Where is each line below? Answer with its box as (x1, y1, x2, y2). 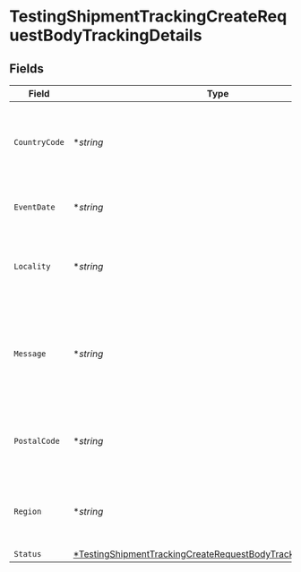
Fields (9, 61, 45, 76)
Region (13, 507, 42, 517)
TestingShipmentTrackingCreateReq (9, 6, 288, 27)
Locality (13, 261, 51, 271)
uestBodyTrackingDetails (9, 25, 202, 46)
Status (13, 549, 42, 559)
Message (13, 349, 47, 359)
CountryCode (13, 137, 65, 147)
